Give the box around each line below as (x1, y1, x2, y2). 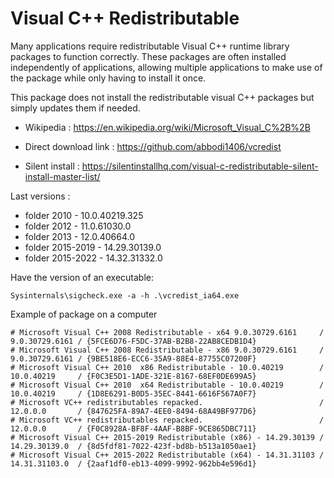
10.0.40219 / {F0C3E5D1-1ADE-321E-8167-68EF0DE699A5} (10, 371, 257, 381)
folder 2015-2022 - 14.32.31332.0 (24, 252, 163, 264)
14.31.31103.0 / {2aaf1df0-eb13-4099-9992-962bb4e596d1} (10, 458, 257, 469)
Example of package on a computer (10, 308, 158, 320)
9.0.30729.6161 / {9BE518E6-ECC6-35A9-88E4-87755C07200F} (10, 353, 257, 364)
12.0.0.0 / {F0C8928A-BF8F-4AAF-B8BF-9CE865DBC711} (10, 423, 257, 434)
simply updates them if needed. (10, 102, 141, 114)
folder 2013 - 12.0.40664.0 (24, 230, 136, 242)
